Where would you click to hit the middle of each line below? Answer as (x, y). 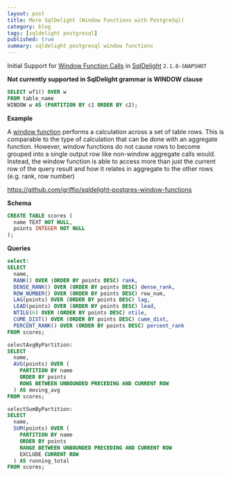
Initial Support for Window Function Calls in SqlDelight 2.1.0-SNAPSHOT (107, 66)
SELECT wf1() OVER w (37, 92)
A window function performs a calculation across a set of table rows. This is (115, 131)
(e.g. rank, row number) (41, 176)
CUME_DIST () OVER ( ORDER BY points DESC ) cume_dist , (91, 319)
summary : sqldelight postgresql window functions (80, 46)
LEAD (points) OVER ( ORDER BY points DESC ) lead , (85, 307)
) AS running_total (42, 461)
